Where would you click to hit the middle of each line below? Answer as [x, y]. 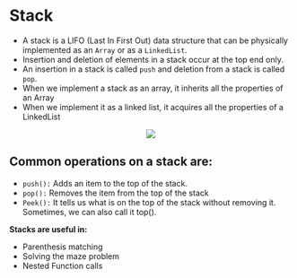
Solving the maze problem [70, 256]
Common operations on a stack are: [111, 162]
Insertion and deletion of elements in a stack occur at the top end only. [153, 59]
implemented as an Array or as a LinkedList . [105, 49]
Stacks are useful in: [48, 229]
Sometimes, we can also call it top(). [89, 212]
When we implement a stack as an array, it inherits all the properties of [153, 88]
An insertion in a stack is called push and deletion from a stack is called [153, 69]
